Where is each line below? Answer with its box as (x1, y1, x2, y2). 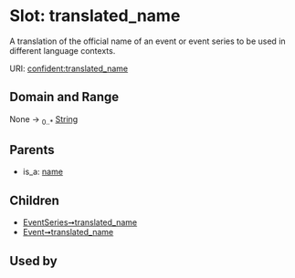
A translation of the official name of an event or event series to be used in (9, 36, 286, 46)
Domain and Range (9, 89, 120, 105)
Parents (9, 142, 55, 158)
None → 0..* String (9, 113, 79, 127)
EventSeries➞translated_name (22, 217, 138, 228)
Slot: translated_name (9, 5, 181, 26)
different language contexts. (9, 45, 116, 56)
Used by (9, 252, 58, 269)
